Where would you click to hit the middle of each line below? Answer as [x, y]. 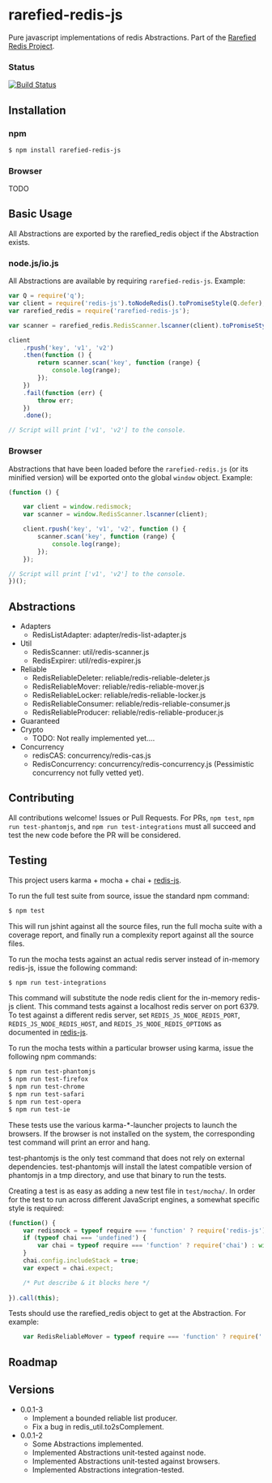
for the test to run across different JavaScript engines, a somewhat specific [134, 1199]
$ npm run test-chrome [47, 1087]
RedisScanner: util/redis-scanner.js [91, 652]
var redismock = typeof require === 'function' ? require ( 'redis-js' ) [144, 1231]
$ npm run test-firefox [49, 1079]
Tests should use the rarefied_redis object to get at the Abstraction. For [127, 1313]
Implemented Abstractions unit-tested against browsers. [126, 1461]
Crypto [32, 730]
